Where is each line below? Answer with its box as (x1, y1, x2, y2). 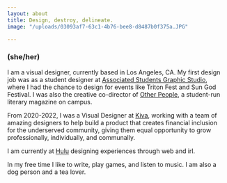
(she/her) (7, 52, 40, 62)
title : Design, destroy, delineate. (7, 17, 113, 24)
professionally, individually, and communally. (7, 133, 136, 141)
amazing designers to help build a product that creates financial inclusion (7, 118, 218, 127)
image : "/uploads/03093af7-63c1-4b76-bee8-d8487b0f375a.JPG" (7, 23, 189, 30)
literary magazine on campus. (7, 97, 93, 106)
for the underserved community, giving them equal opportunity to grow (7, 126, 212, 134)
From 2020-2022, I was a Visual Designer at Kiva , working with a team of (7, 111, 217, 119)
